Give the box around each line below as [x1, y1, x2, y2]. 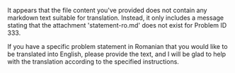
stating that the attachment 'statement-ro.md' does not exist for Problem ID [7, 21, 227, 29]
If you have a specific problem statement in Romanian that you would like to [7, 43, 228, 50]
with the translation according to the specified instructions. [7, 57, 179, 66]
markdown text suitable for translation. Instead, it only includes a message [7, 13, 224, 22]
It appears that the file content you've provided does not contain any [7, 6, 207, 14]
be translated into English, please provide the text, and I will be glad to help [7, 50, 227, 58]
